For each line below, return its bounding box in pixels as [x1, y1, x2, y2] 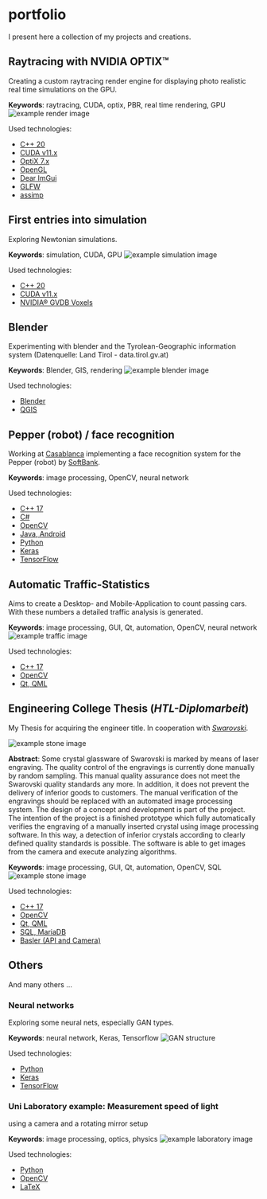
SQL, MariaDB [19, 927, 66, 936]
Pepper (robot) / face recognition [8, 428, 175, 441]
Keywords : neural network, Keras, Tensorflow [8, 1033, 159, 1042]
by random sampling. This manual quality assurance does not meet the [8, 771, 241, 780]
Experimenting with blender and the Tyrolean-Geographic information [8, 342, 237, 351]
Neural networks [8, 999, 75, 1010]
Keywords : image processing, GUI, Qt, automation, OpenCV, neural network [8, 623, 257, 632]
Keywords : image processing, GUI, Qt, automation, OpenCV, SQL [8, 862, 222, 872]
